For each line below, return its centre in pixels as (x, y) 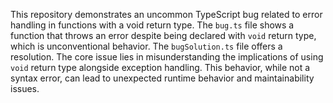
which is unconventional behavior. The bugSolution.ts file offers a (146, 46)
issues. (25, 88)
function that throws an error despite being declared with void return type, (163, 35)
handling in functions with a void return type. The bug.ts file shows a (152, 25)
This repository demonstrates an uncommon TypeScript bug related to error (166, 14)
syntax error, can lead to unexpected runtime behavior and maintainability (162, 78)
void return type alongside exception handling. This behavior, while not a (160, 67)
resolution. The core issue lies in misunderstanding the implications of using (167, 57)
